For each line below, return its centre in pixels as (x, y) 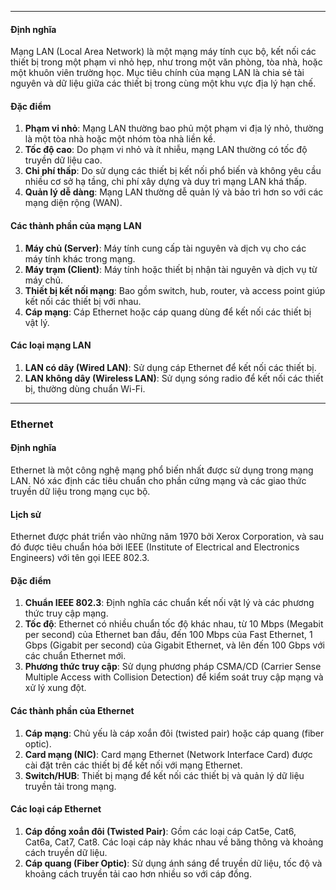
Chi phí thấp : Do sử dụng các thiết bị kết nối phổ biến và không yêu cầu (173, 171)
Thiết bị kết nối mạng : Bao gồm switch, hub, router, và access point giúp (175, 290)
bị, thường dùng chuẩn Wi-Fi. (85, 388)
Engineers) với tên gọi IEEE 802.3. (80, 558)
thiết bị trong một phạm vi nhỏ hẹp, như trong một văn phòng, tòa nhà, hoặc (166, 62)
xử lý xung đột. (55, 688)
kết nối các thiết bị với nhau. (83, 301)
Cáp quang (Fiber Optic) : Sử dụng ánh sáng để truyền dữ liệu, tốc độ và (173, 863)
